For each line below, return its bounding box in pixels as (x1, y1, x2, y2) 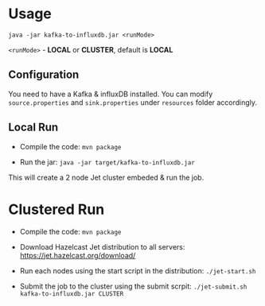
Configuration (8, 68, 80, 82)
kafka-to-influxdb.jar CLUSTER (19, 289, 124, 298)
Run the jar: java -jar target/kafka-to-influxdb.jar (19, 157, 195, 167)
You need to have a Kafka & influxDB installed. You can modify (8, 89, 213, 99)
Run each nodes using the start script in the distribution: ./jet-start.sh (19, 265, 256, 275)
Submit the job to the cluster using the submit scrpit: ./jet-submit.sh (19, 281, 247, 291)
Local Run (8, 121, 59, 134)
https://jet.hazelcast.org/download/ (19, 250, 136, 260)
